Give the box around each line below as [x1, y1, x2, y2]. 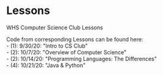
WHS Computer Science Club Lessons [6, 24, 103, 31]
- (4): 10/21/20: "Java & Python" [6, 62, 86, 69]
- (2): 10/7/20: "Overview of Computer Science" [6, 48, 127, 55]
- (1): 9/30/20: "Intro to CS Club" [6, 42, 89, 49]
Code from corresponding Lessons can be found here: [6, 35, 143, 43]
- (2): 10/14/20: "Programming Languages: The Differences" [6, 55, 158, 62]
